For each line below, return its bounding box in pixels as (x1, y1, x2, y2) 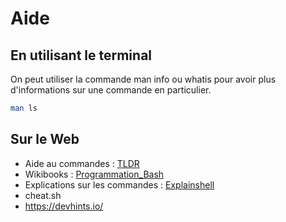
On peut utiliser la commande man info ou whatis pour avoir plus (10, 73, 277, 85)
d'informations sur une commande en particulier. (10, 84, 212, 96)
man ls (10, 103, 38, 113)
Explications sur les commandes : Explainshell (24, 178, 215, 191)
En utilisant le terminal (10, 47, 153, 64)
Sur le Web (10, 131, 80, 148)
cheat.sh (24, 189, 62, 201)
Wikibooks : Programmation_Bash (24, 168, 165, 180)
